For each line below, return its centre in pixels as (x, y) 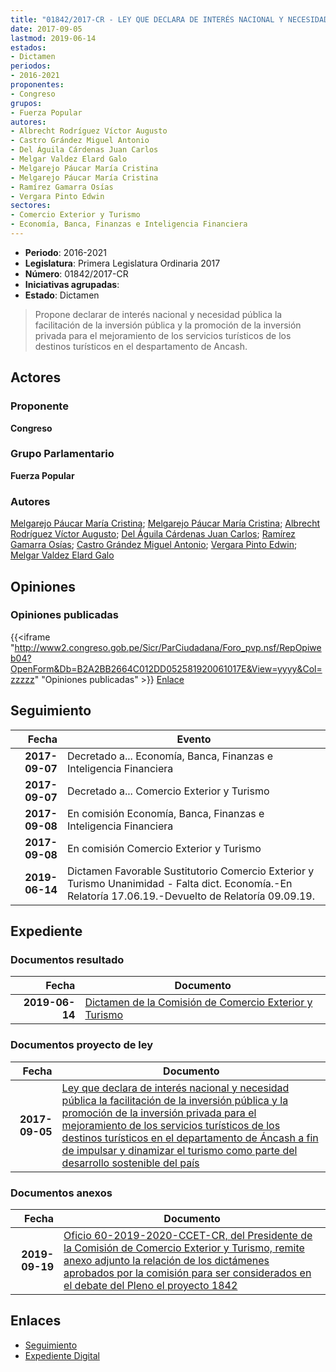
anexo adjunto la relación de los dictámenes (166, 1260)
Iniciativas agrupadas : (72, 284)
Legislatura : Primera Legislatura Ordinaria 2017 (122, 263)
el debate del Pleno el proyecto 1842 (150, 1285)
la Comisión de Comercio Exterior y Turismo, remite (184, 1248)
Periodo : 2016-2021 (65, 252)
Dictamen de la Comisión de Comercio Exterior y (198, 1003)
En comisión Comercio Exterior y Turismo (164, 848)
